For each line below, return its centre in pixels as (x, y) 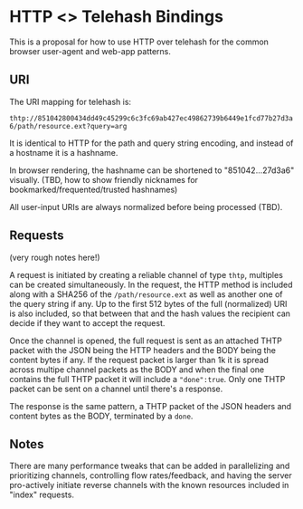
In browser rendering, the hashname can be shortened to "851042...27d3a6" (152, 170)
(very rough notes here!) (55, 257)
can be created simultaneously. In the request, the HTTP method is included (151, 284)
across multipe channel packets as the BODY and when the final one (137, 370)
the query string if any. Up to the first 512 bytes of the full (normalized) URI (148, 303)
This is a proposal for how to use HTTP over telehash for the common (139, 42)
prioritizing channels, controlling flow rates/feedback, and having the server (151, 475)
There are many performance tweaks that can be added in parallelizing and (150, 466)
